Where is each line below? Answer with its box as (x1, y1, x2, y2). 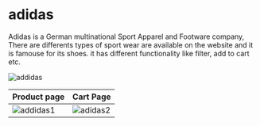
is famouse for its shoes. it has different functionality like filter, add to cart (8, 48, 250, 58)
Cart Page (72, 91, 111, 102)
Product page (12, 91, 65, 102)
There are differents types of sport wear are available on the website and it (8, 40, 254, 49)
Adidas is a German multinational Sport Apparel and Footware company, (8, 32, 245, 41)
